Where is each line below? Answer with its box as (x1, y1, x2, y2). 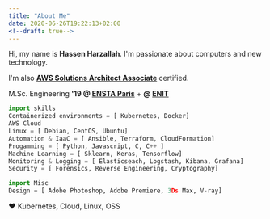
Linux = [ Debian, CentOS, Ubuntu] (8, 127, 129, 135)
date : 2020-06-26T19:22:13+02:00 (8, 19, 121, 27)
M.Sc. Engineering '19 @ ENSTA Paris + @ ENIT (8, 89, 169, 99)
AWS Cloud (8, 120, 42, 128)
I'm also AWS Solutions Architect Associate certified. (8, 74, 189, 83)
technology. (8, 57, 49, 67)
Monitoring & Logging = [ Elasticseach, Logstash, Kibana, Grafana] (8, 157, 244, 166)
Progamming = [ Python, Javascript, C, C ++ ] (8, 142, 164, 150)
